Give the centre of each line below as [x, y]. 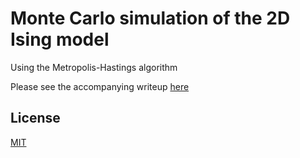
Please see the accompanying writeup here [100, 86]
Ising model [60, 39]
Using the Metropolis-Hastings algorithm [94, 67]
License [35, 118]
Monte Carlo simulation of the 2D [150, 18]
